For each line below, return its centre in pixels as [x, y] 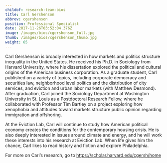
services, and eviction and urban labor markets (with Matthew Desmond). [81, 88]
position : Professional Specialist [42, 24]
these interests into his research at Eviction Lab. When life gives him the [79, 140]
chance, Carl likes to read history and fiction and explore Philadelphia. [77, 146]
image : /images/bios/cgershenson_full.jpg [50, 33]
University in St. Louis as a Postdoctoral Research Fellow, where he [74, 99]
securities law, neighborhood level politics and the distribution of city [76, 83]
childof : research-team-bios [35, 10]
